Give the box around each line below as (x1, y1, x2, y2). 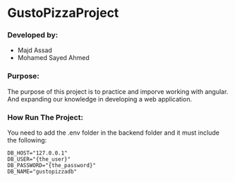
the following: (7, 136, 47, 145)
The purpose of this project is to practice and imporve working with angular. (7, 87, 229, 96)
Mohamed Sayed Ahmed (17, 54, 90, 62)
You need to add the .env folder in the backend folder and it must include (7, 128, 220, 137)
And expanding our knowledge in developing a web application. (7, 95, 193, 103)
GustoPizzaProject (7, 5, 119, 21)
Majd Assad (17, 46, 53, 54)
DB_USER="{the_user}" (7, 156, 71, 163)
